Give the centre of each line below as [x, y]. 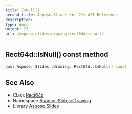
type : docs [17, 24]
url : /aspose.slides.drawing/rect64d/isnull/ [54, 34]
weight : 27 [17, 29]
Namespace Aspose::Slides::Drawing [52, 100]
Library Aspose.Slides [36, 106]
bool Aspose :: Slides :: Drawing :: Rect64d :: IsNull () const [66, 66]
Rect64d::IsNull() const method [57, 55]
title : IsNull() [23, 10]
